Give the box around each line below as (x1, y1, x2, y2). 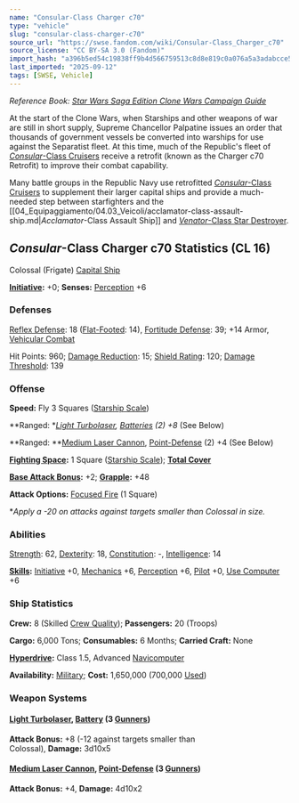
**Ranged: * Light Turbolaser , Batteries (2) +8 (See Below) (9, 420, 225, 431)
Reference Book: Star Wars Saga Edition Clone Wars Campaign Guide (9, 95, 267, 106)
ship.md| (9, 215, 42, 225)
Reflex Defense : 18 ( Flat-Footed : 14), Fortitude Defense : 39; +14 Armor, (9, 324, 270, 335)
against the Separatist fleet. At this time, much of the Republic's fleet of (9, 141, 271, 151)
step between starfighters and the (38, 196, 165, 207)
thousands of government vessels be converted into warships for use (9, 131, 264, 142)
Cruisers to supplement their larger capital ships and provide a (9, 186, 238, 197)
